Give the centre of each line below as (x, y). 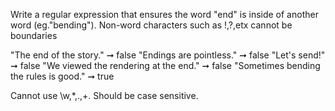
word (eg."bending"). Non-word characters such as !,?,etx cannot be (151, 25)
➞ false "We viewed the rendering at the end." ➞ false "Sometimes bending (165, 65)
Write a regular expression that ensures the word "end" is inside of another (164, 14)
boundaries (34, 35)
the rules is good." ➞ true (62, 76)
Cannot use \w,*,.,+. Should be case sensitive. (104, 95)
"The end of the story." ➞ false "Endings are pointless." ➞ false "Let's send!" (168, 55)
